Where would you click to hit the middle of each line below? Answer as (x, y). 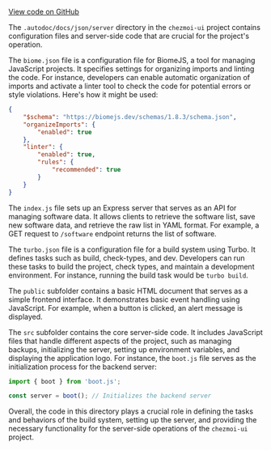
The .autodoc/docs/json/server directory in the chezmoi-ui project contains (135, 27)
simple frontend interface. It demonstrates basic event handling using (124, 299)
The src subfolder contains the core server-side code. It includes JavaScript (135, 332)
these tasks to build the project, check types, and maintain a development (131, 266)
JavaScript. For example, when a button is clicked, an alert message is (126, 308)
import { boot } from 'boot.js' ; (65, 381)
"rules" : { (56, 162)
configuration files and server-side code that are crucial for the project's (129, 36)
